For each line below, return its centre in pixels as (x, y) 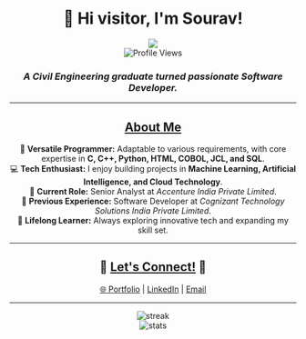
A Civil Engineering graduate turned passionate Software (153, 76)
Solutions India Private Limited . (153, 211)
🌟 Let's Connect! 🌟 (153, 267)
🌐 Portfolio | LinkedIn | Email (153, 289)
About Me (153, 127)
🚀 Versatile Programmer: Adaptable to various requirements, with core (153, 149)
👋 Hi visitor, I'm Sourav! (153, 19)
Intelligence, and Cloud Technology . (153, 182)
